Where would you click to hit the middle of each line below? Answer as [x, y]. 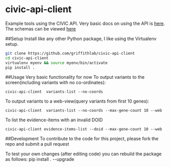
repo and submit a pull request [37, 144]
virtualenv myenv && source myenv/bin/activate [57, 63]
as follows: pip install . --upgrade [40, 159]
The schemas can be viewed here [41, 28]
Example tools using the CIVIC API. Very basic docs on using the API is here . [85, 23]
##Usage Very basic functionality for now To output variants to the [75, 77]
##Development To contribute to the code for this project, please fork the [82, 139]
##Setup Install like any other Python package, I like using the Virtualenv [81, 39]
